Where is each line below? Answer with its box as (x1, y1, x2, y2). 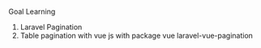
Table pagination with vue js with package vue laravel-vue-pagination (19, 31, 254, 40)
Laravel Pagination (19, 22, 83, 31)
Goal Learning (8, 7, 56, 16)
